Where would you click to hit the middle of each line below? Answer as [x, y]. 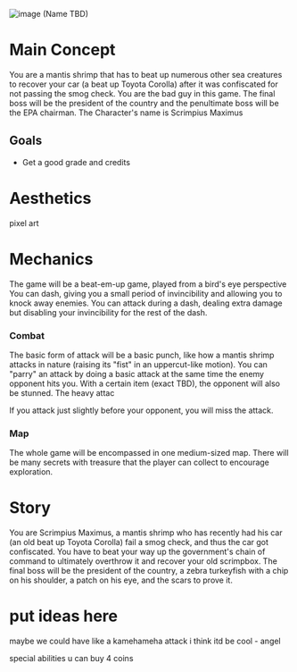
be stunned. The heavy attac [62, 392]
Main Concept [62, 50]
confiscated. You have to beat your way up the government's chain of [137, 552]
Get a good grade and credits [76, 162]
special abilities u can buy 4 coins [71, 659]
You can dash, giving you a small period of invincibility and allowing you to [146, 293]
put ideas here [64, 616]
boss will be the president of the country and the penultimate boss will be [144, 103]
